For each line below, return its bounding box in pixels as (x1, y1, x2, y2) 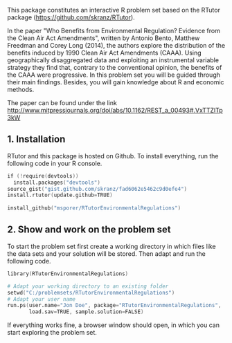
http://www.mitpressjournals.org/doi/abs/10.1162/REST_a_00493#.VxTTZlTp (7, 106, 223, 114)
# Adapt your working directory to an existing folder (7, 283, 169, 290)
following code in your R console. (7, 159, 102, 167)
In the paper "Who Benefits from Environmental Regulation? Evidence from (7, 27, 220, 35)
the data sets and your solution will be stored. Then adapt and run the (7, 249, 206, 258)
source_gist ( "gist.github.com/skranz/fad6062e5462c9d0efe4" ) (7, 185, 188, 192)
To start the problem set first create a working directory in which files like (7, 242, 216, 250)
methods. (7, 86, 35, 93)
